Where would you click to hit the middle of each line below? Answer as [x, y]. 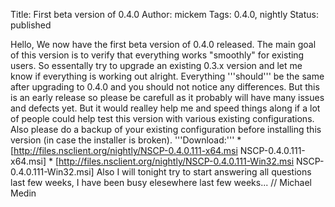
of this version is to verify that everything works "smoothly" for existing [157, 55]
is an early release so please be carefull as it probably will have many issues [167, 97]
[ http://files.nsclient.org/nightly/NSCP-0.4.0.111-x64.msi [124, 150]
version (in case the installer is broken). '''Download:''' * [126, 140]
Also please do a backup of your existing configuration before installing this [166, 129]
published [31, 25]
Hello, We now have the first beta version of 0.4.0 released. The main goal [163, 44]
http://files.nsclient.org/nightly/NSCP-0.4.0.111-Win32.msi [176, 161]
